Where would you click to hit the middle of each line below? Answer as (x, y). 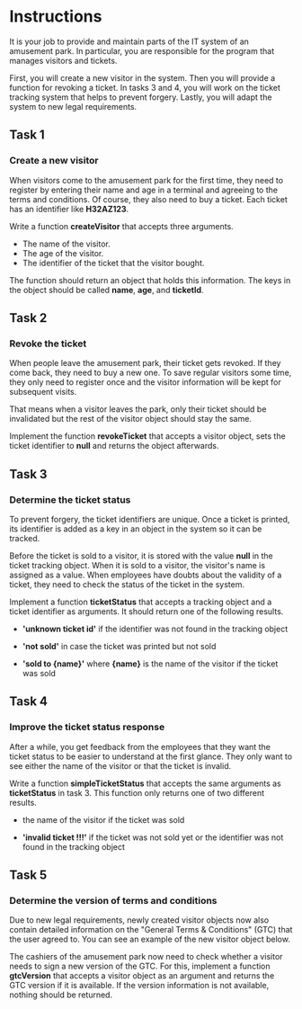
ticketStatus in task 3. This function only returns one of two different (137, 792)
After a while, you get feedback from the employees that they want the (140, 746)
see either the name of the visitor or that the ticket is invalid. (120, 765)
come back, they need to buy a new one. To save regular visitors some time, (151, 373)
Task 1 (27, 135)
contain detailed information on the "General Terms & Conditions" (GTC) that (151, 930)
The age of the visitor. (63, 253)
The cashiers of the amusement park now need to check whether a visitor (146, 957)
